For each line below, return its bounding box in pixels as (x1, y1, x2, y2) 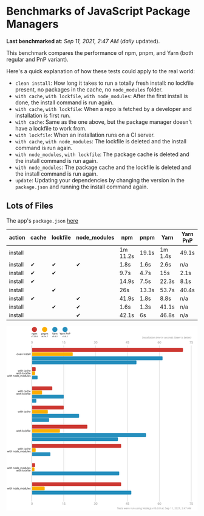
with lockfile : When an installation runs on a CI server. (15, 131, 155, 138)
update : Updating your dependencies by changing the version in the (15, 176, 185, 184)
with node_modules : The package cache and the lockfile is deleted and (15, 163, 191, 171)
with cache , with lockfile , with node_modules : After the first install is (15, 92, 188, 99)
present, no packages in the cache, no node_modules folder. (15, 85, 163, 93)
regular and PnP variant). (6, 56, 69, 63)
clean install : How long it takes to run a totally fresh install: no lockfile (15, 79, 194, 87)
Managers (6, 17, 59, 31)
